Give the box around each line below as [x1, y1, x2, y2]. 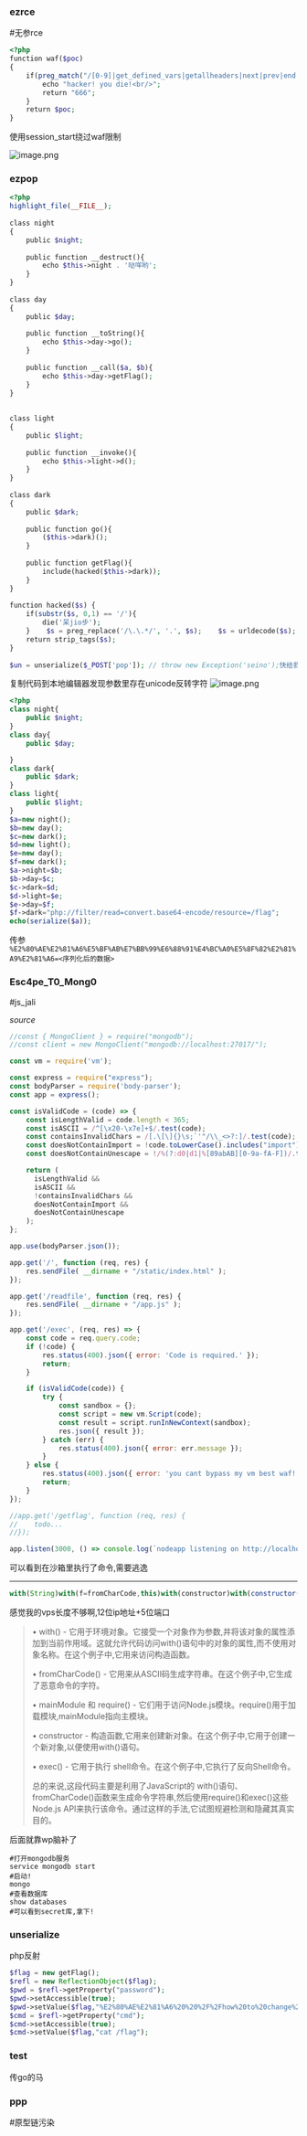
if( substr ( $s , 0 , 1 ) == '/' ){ [26, 610, 137, 619]
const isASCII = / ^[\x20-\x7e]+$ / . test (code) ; [26, 1123, 206, 1133]
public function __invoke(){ [26, 448, 137, 457]
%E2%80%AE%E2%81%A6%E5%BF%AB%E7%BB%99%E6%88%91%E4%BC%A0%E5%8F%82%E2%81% [9, 945, 297, 954]
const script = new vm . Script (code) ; [58, 1409, 203, 1419]
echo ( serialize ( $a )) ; [9, 917, 92, 926]
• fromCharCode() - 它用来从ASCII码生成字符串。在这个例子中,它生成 [31, 1669, 292, 1680]
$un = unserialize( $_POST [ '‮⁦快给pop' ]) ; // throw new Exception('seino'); [9, 660, 294, 670]
